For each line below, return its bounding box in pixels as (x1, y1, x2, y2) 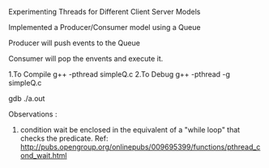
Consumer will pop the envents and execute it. (8, 54, 164, 63)
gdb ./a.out (8, 94, 45, 103)
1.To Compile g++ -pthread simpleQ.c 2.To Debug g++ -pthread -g (8, 69, 231, 79)
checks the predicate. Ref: (19, 133, 109, 143)
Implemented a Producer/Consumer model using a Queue (8, 23, 201, 31)
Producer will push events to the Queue (8, 38, 140, 48)
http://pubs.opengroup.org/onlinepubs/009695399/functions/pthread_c (19, 142, 261, 152)
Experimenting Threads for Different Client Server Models (8, 7, 201, 16)
